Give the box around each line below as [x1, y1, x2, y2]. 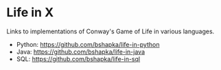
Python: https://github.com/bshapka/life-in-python [16, 40, 160, 48]
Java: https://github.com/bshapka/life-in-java [16, 48, 146, 56]
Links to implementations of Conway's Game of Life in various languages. [6, 27, 215, 35]
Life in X [6, 5, 54, 20]
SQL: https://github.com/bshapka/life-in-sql [16, 54, 141, 63]
